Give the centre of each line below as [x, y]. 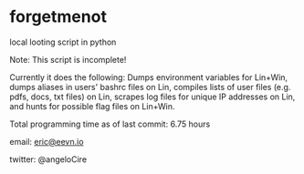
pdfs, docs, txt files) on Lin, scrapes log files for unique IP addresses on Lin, [152, 97]
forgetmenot [58, 17]
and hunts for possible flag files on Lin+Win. [92, 106]
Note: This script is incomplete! [68, 59]
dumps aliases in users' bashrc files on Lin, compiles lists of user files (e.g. [150, 87]
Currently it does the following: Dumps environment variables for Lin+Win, [149, 77]
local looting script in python [63, 42]
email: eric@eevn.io [47, 141]
